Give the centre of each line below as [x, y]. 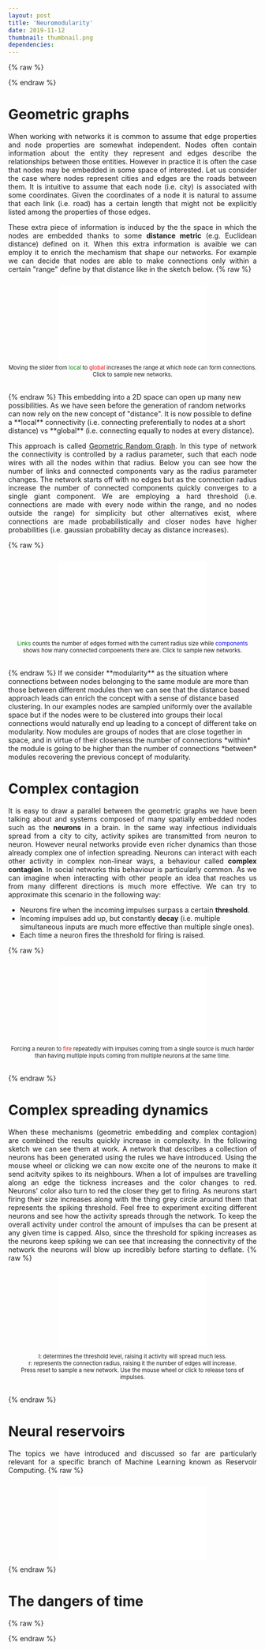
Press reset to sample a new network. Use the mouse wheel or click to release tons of [132, 1370]
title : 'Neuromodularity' [50, 23]
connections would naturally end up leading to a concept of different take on [132, 724]
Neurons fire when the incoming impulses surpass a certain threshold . [134, 910]
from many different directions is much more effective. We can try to [132, 886]
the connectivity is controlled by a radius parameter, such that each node [132, 454]
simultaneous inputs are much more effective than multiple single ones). [137, 926]
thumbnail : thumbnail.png [50, 38]
